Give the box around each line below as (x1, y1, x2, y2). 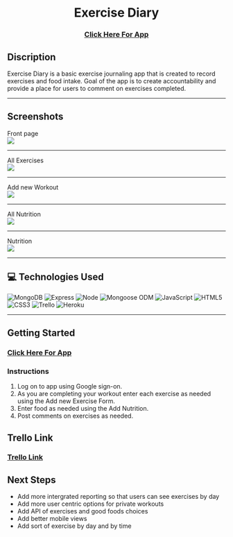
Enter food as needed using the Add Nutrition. (17, 404, 149, 413)
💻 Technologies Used (7, 271, 104, 283)
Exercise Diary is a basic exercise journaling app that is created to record (7, 69, 216, 78)
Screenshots (7, 111, 64, 123)
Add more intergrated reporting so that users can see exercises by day (17, 493, 220, 501)
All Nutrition (7, 210, 42, 218)
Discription (7, 51, 56, 63)
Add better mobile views (17, 515, 87, 523)
